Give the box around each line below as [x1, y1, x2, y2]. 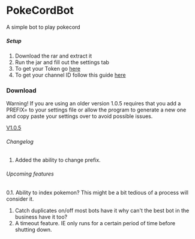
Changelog [6, 138, 34, 145]
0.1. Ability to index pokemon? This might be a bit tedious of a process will [6, 189, 189, 196]
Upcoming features [6, 170, 54, 177]
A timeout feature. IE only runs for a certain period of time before [14, 219, 176, 226]
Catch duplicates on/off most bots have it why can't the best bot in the [14, 207, 190, 214]
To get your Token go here [14, 65, 81, 72]
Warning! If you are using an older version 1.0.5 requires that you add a [6, 100, 181, 107]
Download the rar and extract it [14, 52, 92, 59]
